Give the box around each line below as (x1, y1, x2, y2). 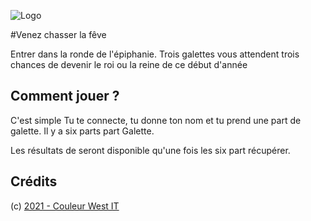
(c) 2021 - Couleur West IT (10, 200, 120, 212)
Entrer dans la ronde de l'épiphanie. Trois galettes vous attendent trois (10, 48, 300, 60)
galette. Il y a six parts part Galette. (10, 125, 155, 137)
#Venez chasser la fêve (10, 29, 107, 40)
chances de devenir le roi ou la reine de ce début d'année (10, 59, 248, 70)
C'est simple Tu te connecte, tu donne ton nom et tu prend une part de (10, 114, 302, 126)
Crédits (10, 173, 58, 190)
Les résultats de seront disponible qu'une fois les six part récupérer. (10, 144, 291, 156)
